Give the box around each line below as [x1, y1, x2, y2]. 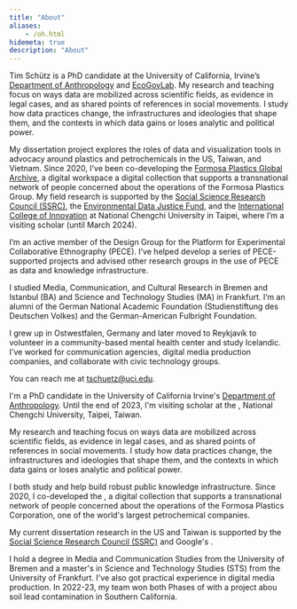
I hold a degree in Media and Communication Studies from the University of [9, 554, 285, 565]
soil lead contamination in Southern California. [9, 591, 178, 602]
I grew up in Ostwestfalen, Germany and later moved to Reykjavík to [9, 328, 257, 338]
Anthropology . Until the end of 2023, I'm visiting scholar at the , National [9, 400, 273, 411]
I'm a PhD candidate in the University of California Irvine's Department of [9, 391, 276, 401]
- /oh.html [25, 29, 66, 38]
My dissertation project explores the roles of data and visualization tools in [9, 144, 282, 155]
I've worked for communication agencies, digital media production [9, 347, 251, 358]
